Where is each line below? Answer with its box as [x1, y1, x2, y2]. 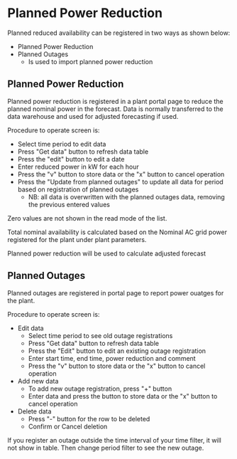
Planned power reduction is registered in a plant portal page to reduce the [7, 97, 224, 105]
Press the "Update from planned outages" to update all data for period [17, 177, 224, 186]
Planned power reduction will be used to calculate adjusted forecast [7, 249, 206, 258]
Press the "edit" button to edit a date [17, 154, 125, 163]
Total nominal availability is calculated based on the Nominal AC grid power [7, 228, 227, 236]
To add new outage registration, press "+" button [28, 384, 172, 393]
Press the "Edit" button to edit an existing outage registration [28, 347, 206, 355]
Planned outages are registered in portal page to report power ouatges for [7, 288, 224, 297]
